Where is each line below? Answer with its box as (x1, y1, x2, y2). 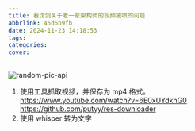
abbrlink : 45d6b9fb (8, 19, 73, 27)
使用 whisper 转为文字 (19, 114, 93, 123)
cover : (8, 48, 30, 56)
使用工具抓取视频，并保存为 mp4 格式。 (19, 87, 151, 96)
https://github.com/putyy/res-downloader (19, 104, 156, 114)
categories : (8, 41, 48, 49)
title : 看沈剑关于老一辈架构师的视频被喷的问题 (8, 11, 146, 20)
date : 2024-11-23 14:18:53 (8, 26, 97, 34)
